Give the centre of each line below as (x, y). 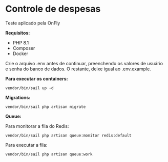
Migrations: (18, 97)
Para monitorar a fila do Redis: (37, 126)
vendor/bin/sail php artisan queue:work (49, 154)
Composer (24, 48)
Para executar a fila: (26, 145)
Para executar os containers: (37, 78)
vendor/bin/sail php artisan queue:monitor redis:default (68, 136)
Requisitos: (18, 33)
